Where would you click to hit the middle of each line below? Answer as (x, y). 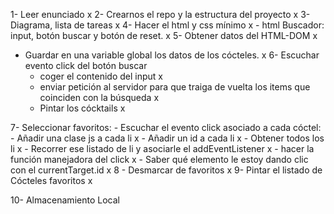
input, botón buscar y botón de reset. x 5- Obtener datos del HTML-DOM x (164, 35)
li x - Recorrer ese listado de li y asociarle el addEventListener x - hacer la (162, 148)
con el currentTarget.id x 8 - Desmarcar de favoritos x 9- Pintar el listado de (166, 170)
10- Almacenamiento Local (65, 200)
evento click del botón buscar (86, 65)
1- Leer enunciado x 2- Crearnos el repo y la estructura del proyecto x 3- (160, 14)
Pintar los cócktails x (82, 108)
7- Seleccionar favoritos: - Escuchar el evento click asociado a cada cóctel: (166, 127)
